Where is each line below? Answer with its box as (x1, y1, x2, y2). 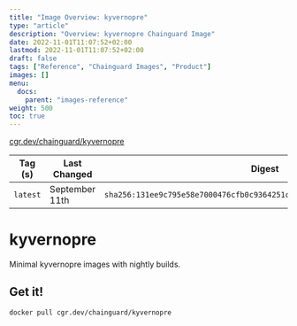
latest (13, 190, 42, 200)
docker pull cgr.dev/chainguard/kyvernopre (9, 307, 172, 317)
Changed (52, 168, 93, 181)
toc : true (9, 112, 46, 120)
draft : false (9, 54, 57, 63)
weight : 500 (9, 104, 53, 113)
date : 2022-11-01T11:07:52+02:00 (9, 37, 133, 47)
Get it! (9, 284, 44, 299)
